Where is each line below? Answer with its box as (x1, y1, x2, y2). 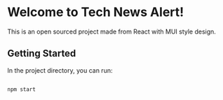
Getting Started (7, 48, 76, 59)
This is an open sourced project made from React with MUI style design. (7, 27, 216, 36)
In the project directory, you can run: (7, 66, 113, 74)
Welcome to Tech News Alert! (7, 4, 184, 20)
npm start (7, 85, 36, 93)
